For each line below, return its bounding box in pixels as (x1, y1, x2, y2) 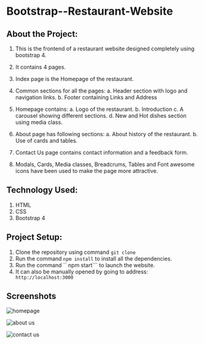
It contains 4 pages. (15, 63, 66, 71)
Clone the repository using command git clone (15, 248, 136, 256)
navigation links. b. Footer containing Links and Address (15, 94, 157, 101)
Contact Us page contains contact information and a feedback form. (15, 149, 189, 156)
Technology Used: (6, 185, 78, 196)
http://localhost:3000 (15, 274, 74, 280)
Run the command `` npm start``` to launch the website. (15, 261, 155, 269)
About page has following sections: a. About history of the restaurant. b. (15, 131, 198, 137)
